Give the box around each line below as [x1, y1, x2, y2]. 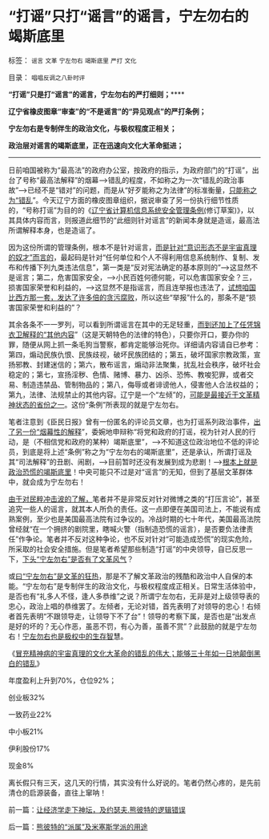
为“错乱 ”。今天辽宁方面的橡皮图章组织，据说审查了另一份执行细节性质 [8, 195, 239, 205]
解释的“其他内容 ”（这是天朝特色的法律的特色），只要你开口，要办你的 [22, 330, 250, 339]
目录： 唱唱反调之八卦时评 [8, 72, 86, 82]
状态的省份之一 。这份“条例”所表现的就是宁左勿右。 [14, 399, 183, 409]
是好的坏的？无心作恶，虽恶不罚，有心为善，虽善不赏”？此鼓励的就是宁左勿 [8, 621, 258, 630]
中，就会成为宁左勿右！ [8, 476, 86, 486]
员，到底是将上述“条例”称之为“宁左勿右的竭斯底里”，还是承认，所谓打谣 [8, 447, 246, 456]
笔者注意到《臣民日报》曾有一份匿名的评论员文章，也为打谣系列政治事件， [8, 416, 254, 426]
